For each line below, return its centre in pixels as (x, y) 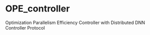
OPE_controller (38, 9)
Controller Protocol (25, 27)
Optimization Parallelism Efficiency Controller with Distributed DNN (75, 22)
